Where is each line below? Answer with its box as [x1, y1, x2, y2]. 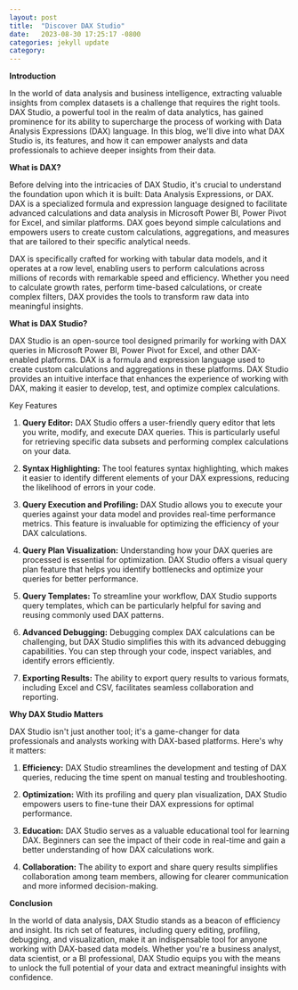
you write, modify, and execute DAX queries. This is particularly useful [21, 427, 280, 438]
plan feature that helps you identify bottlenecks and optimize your [21, 564, 264, 575]
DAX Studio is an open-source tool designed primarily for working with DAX [9, 335, 286, 346]
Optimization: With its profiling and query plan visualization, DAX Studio [21, 789, 287, 800]
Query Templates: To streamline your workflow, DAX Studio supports [21, 590, 278, 602]
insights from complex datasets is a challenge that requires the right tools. [9, 97, 281, 108]
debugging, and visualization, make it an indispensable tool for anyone [9, 934, 268, 945]
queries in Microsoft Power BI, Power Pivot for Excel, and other [9, 345, 240, 356]
